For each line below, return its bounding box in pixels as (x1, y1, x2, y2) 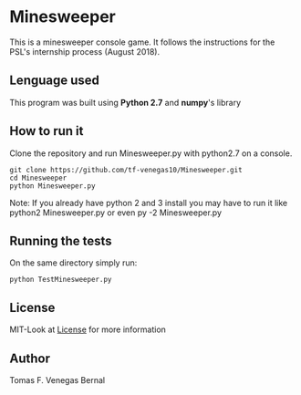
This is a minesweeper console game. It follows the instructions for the (9, 36, 275, 47)
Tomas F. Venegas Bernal (9, 375, 106, 385)
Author (9, 350, 50, 366)
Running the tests (9, 233, 112, 248)
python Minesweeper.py (9, 181, 96, 191)
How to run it (9, 123, 84, 139)
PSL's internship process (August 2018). (9, 46, 161, 57)
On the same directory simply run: (9, 257, 138, 268)
